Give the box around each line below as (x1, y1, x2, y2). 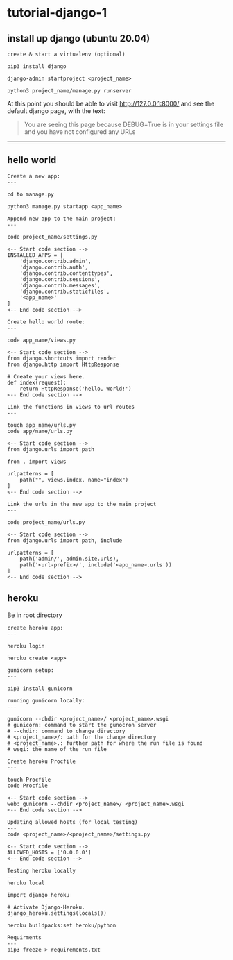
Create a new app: (7, 172, 60, 180)
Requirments (7, 934, 42, 941)
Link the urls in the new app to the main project (7, 500, 157, 507)
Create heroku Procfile (7, 758, 76, 765)
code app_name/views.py (7, 337, 76, 344)
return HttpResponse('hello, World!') (19, 385, 132, 392)
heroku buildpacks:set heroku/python (7, 922, 116, 929)
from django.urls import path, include (7, 537, 123, 544)
